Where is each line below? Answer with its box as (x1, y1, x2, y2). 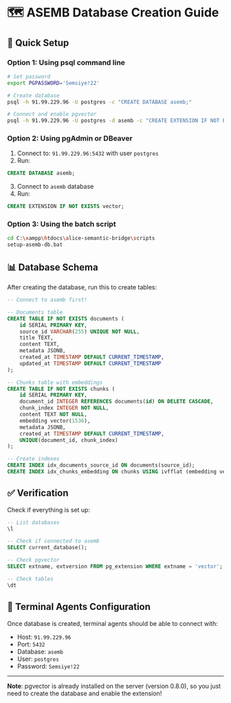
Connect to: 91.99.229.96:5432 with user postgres (16, 149, 159, 158)
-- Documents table (7, 309, 63, 316)
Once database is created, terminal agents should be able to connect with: (7, 619, 218, 627)
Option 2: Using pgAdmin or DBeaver (7, 134, 133, 143)
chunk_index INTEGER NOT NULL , (19, 405, 109, 411)
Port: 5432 (16, 640, 45, 648)
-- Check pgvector (7, 557, 60, 564)
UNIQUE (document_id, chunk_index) (19, 436, 118, 444)
